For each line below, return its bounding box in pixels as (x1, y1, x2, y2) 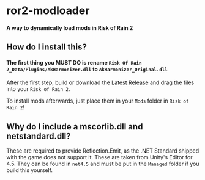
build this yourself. (6, 167, 53, 174)
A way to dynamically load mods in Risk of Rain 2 (6, 24, 133, 31)
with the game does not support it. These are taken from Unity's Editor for (6, 154, 193, 161)
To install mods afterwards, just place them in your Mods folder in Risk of (6, 97, 189, 104)
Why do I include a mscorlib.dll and (6, 121, 143, 132)
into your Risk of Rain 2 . (6, 85, 70, 93)
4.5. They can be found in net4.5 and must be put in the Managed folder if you (6, 160, 199, 168)
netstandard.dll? (6, 131, 72, 141)
